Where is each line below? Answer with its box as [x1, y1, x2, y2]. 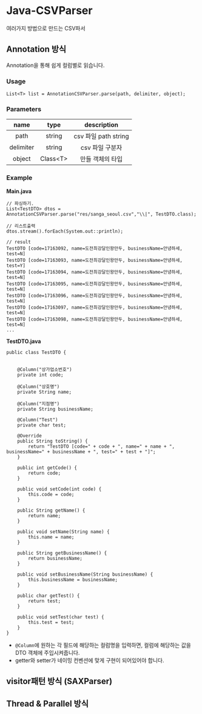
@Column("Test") [17, 417, 59, 423]
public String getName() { [17, 507, 86, 514]
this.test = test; [28, 619, 75, 625]
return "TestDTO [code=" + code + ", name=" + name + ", [28, 443, 175, 450]
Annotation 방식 [6, 44, 67, 55]
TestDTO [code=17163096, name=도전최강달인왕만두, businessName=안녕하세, [6, 292, 183, 299]
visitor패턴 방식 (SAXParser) [6, 676, 113, 687]
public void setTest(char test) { [17, 613, 104, 620]
